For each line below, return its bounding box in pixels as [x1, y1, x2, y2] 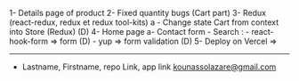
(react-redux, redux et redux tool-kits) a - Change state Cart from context [9, 17, 279, 28]
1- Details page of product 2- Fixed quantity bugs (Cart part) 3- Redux [9, 8, 267, 18]
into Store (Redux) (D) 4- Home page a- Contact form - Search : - [9, 27, 250, 36]
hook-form [9, 36, 49, 46]
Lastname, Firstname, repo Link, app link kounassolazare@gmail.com [21, 61, 277, 72]
